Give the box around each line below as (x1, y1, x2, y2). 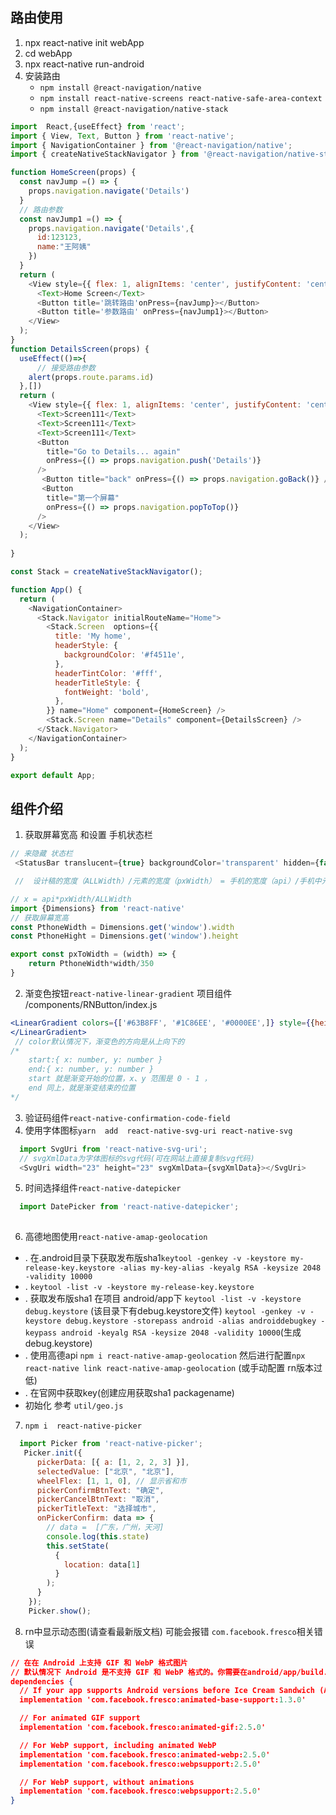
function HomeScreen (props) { (10, 168, 137, 178)
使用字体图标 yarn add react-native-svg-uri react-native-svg (24, 1124, 293, 1136)
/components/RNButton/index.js (24, 998, 158, 1010)
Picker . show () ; (28, 1606, 92, 1616)
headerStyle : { (54, 641, 118, 651)
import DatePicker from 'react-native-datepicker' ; (19, 1202, 240, 1212)
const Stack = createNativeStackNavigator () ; (10, 567, 203, 577)
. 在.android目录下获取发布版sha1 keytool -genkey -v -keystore (24, 1252, 287, 1264)
